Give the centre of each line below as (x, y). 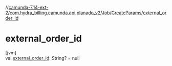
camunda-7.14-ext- (28, 7)
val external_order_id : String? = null (42, 58)
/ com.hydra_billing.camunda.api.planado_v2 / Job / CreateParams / (76, 13)
